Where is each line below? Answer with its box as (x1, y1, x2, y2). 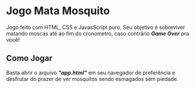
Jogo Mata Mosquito (6, 4, 110, 18)
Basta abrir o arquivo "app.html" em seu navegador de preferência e (6, 69, 176, 76)
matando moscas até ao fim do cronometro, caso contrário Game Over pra (6, 30, 190, 37)
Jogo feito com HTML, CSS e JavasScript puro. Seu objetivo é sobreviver (6, 24, 186, 31)
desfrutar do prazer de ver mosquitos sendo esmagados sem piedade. (6, 75, 179, 82)
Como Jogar (6, 53, 53, 63)
